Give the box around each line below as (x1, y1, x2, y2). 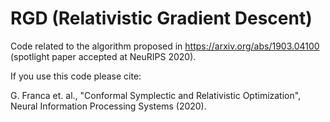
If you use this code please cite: (10, 70, 142, 82)
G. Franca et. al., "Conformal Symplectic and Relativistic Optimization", (10, 89, 302, 101)
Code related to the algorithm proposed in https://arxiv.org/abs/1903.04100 (10, 40, 320, 52)
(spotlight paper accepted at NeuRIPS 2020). (10, 50, 197, 62)
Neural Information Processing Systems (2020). (10, 100, 207, 112)
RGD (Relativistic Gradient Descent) (10, 7, 313, 30)
